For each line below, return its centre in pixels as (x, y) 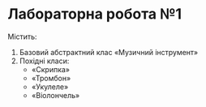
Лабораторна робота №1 (95, 14)
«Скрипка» (51, 69)
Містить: (22, 36)
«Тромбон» (51, 78)
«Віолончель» (56, 95)
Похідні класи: (44, 61)
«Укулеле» (50, 87)
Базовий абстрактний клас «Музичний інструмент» (109, 52)
